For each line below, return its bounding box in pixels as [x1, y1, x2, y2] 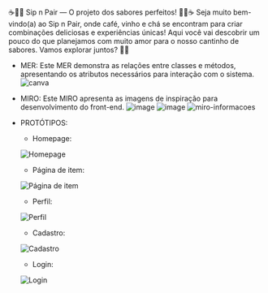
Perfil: [32, 196, 53, 206]
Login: [32, 260, 54, 269]
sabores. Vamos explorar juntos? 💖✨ [8, 45, 130, 54]
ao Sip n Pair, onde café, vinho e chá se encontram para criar [37, 19, 243, 28]
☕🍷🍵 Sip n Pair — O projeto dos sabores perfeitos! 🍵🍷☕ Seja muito [8, 7, 231, 17]
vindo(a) [8, 19, 37, 28]
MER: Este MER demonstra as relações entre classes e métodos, [19, 61, 236, 70]
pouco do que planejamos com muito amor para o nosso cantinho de [8, 37, 240, 45]
